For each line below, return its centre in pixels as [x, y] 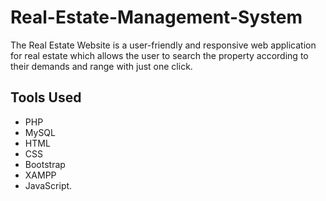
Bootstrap [45, 164]
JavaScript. [48, 185]
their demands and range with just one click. [101, 66]
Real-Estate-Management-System [156, 17]
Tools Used [46, 97]
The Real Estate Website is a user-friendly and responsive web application [163, 45]
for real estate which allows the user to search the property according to [159, 55]
